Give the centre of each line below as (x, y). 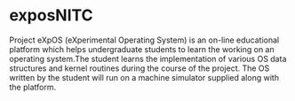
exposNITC (51, 16)
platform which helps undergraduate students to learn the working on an (142, 49)
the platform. (32, 87)
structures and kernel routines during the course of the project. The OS (140, 68)
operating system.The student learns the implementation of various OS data (148, 58)
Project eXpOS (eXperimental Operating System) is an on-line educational (144, 40)
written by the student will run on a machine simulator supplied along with (144, 77)
